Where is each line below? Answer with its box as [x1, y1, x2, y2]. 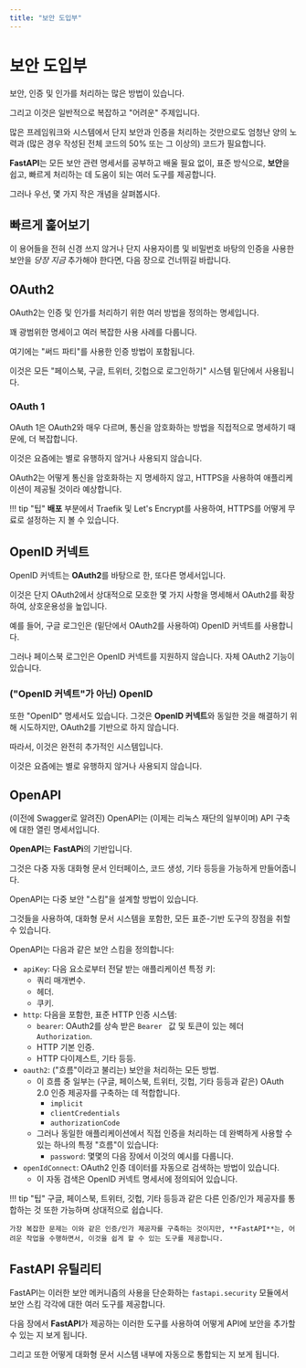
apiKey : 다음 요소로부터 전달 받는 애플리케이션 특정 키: [22, 963, 216, 974]
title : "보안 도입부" [9, 13, 82, 23]
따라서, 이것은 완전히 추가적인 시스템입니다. [9, 741, 164, 752]
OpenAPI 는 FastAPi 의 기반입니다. [9, 843, 132, 854]
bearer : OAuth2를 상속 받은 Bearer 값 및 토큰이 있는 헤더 [36, 1021, 245, 1032]
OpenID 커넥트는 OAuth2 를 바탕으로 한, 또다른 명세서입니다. [9, 570, 227, 581]
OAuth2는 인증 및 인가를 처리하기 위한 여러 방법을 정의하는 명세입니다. [9, 307, 259, 318]
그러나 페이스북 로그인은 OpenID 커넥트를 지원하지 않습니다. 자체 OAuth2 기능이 [9, 651, 295, 663]
